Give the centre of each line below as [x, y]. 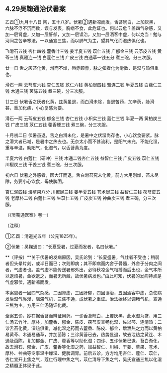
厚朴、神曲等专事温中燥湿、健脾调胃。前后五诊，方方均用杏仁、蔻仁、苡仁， [83, 353]
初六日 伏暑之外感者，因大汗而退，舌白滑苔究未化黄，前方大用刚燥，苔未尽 [82, 175]
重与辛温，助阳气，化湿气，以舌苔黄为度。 [49, 147]
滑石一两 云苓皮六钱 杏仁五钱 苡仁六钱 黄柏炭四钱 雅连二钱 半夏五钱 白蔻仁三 [83, 85]
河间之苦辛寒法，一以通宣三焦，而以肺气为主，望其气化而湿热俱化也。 [77, 40]
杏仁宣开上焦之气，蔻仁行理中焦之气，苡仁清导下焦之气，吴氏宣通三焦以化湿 [83, 359]
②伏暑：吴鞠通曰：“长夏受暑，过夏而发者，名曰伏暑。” [61, 247]
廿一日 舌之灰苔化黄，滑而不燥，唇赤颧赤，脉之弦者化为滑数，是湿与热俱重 [82, 68]
